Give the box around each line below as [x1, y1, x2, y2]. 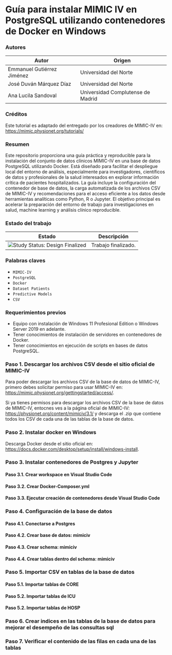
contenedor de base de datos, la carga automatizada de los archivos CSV [5, 185, 161, 191]
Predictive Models [12, 291, 52, 296]
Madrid [80, 95, 98, 102]
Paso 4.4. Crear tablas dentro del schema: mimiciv [5, 556, 115, 562]
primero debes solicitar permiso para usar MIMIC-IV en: [5, 384, 123, 390]
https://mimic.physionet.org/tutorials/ [5, 127, 84, 134]
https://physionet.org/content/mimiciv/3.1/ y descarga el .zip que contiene [5, 410, 161, 417]
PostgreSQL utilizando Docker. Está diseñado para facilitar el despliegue [5, 163, 158, 170]
